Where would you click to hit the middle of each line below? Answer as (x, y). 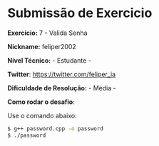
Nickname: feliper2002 (42, 46)
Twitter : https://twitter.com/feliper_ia (62, 74)
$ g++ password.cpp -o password (55, 129)
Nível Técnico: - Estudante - (49, 60)
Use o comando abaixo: (42, 115)
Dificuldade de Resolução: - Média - (62, 88)
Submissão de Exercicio (80, 13)
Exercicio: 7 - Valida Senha (47, 33)
